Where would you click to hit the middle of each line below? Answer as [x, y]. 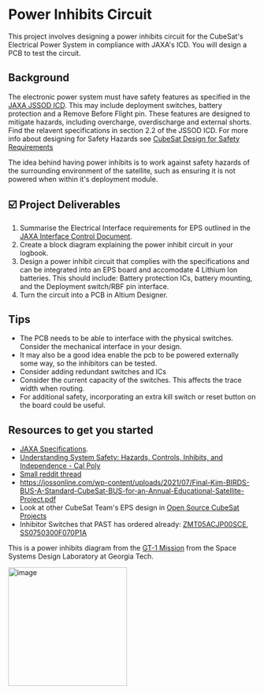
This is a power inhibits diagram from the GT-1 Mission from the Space [122, 548]
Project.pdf [38, 499]
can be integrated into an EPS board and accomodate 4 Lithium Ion [128, 269]
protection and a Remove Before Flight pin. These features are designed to [129, 113]
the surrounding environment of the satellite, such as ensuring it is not [122, 170]
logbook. [34, 253]
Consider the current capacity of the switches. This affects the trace [130, 380]
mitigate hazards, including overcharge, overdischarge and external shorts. [130, 122]
